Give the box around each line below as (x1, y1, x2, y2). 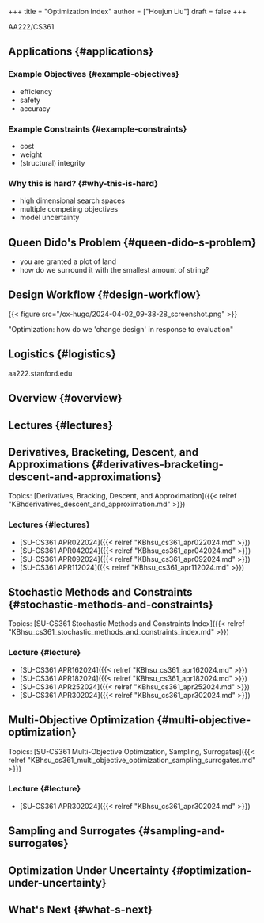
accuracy (19, 103, 51, 113)
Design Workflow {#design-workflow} (8, 288, 202, 302)
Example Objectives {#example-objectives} (8, 69, 180, 80)
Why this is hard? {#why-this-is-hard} (8, 177, 158, 189)
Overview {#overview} (8, 391, 123, 405)
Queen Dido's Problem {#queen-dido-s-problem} (8, 235, 257, 249)
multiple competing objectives (19, 204, 119, 214)
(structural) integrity (19, 158, 85, 167)
